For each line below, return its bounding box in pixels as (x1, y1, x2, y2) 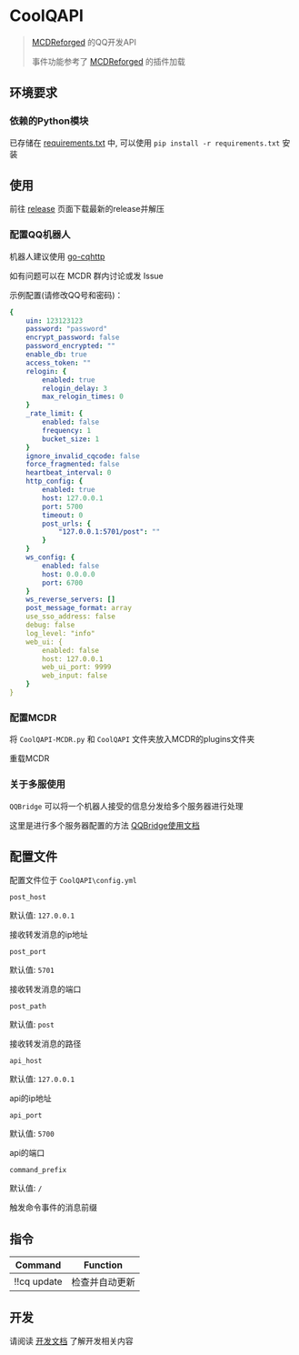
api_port (9, 1111, 43, 1120)
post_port (9, 948, 47, 957)
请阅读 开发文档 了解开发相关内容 (9, 1336, 134, 1347)
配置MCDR (9, 711, 57, 724)
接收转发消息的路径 (9, 1039, 82, 1049)
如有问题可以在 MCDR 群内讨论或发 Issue (9, 270, 164, 281)
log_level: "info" (25, 628, 95, 637)
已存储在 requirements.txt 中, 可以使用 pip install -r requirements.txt (9, 137, 280, 148)
